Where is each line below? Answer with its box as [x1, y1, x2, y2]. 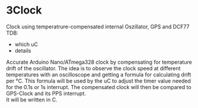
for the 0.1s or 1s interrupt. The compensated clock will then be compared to [6, 83, 191, 90]
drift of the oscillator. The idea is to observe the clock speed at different [6, 64, 181, 71]
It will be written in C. [6, 96, 58, 103]
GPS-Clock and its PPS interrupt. [6, 90, 86, 97]
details [14, 47, 31, 54]
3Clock [6, 4, 43, 17]
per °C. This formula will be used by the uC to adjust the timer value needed [6, 77, 191, 84]
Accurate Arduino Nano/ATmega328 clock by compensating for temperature [6, 58, 192, 66]
